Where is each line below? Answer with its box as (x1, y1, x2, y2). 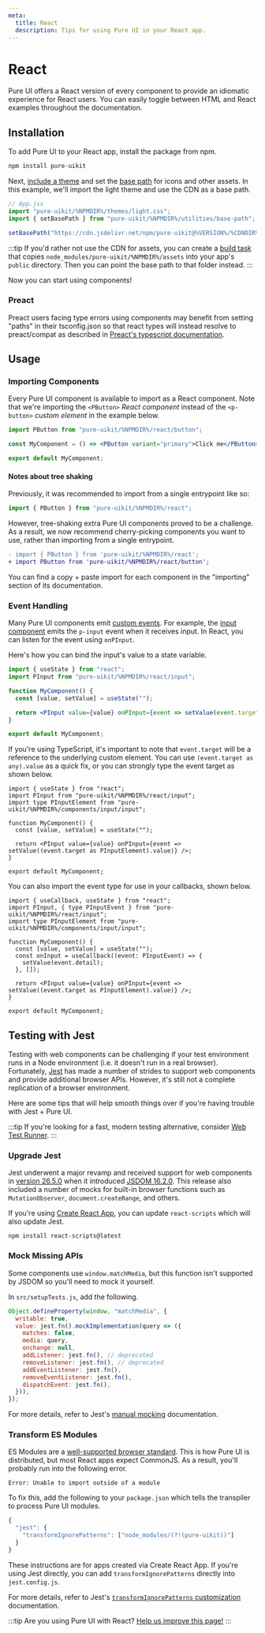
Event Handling (8, 600, 69, 611)
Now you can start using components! (8, 275, 132, 285)
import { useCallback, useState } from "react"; (8, 897, 171, 905)
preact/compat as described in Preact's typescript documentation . (8, 329, 225, 339)
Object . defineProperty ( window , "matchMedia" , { (8, 1307, 168, 1315)
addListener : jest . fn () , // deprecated (22, 1351, 154, 1359)
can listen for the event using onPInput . (8, 635, 136, 645)
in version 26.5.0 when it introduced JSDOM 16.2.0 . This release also (8, 1176, 232, 1186)
